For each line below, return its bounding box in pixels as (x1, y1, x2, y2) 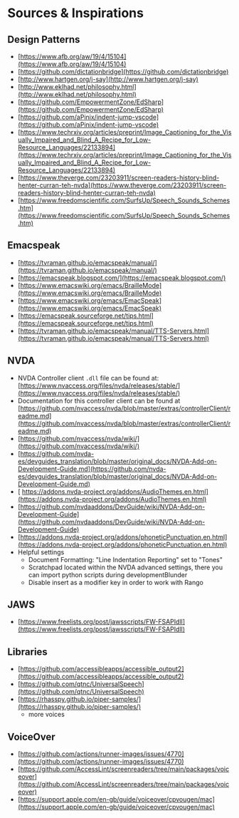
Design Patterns (7, 33, 80, 46)
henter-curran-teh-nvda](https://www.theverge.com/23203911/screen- (17, 181, 227, 190)
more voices (28, 710, 65, 719)
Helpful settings (17, 547, 65, 556)
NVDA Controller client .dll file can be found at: (17, 373, 159, 382)
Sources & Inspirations (7, 5, 144, 21)
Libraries (7, 646, 48, 658)
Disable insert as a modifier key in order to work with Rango (28, 578, 204, 586)
